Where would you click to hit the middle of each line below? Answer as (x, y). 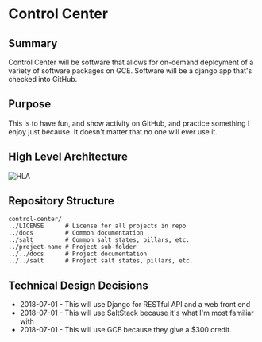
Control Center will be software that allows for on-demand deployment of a (131, 62)
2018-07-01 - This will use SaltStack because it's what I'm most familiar (137, 313)
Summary (33, 43)
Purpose (30, 104)
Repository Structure (62, 201)
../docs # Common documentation (76, 233)
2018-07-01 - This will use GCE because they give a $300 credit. (125, 330)
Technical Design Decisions (78, 285)
